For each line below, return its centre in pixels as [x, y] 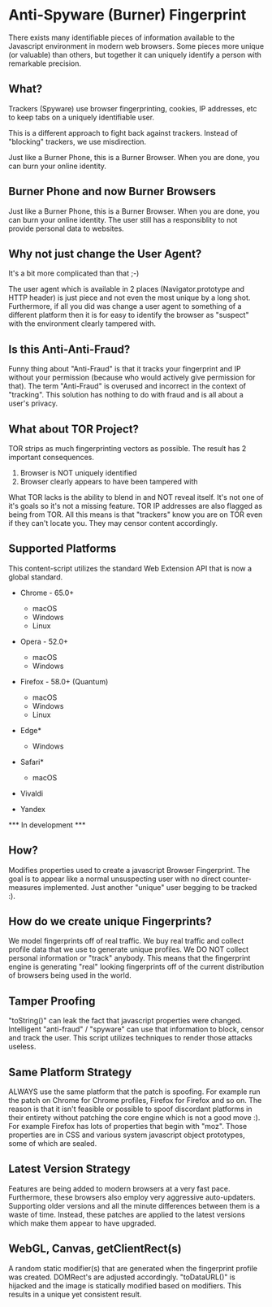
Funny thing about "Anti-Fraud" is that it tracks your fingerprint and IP [125, 369]
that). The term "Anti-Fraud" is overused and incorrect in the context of [127, 386]
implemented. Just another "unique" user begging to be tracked [150, 887]
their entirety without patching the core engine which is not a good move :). [134, 1118]
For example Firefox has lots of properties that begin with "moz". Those [128, 1127]
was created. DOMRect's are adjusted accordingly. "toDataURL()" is [122, 1277]
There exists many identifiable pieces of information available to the [122, 37]
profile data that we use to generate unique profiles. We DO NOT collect [129, 949]
